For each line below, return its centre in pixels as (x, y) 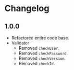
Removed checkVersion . (42, 58)
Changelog (27, 8)
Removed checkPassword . (43, 53)
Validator (20, 43)
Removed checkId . (37, 63)
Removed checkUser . (39, 48)
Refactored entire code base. (40, 38)
